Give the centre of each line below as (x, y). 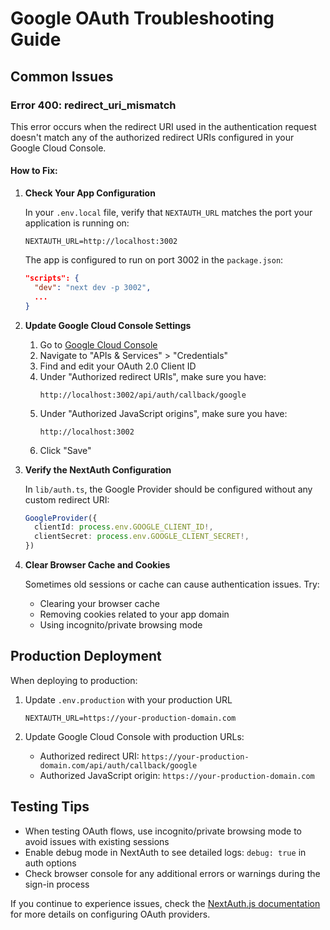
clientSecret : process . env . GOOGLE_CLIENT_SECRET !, (142, 537)
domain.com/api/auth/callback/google (118, 765)
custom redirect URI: (67, 499)
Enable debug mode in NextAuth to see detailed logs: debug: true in (165, 852)
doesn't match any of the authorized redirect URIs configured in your (152, 137)
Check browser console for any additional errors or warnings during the (172, 873)
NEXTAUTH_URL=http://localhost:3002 (101, 242)
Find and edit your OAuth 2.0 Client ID (118, 366)
